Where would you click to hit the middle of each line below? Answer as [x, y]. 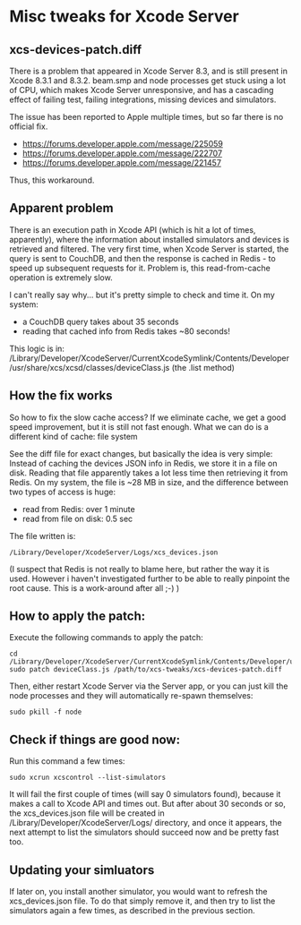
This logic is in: [37, 348]
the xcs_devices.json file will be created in [87, 813]
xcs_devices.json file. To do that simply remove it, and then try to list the [142, 901]
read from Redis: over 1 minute [79, 509]
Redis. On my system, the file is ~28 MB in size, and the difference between [149, 482]
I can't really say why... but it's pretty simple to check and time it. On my [142, 295]
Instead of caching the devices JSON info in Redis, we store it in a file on [143, 463]
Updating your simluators [82, 870]
